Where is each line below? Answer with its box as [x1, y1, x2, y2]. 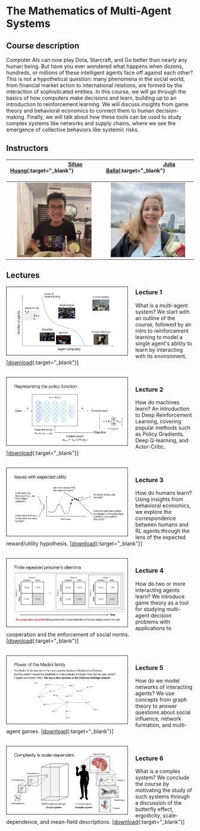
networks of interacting [135, 683, 193, 690]
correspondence [135, 514, 176, 522]
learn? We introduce [135, 593, 185, 600]
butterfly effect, [135, 806, 174, 813]
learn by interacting [135, 346, 183, 353]
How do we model [135, 677, 180, 684]
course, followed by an [135, 321, 192, 328]
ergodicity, [135, 812, 162, 819]
